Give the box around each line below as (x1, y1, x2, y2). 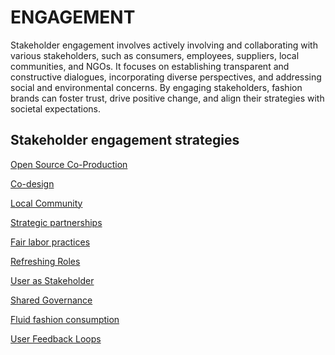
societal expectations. (10, 102, 101, 115)
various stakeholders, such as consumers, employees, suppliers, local (10, 49, 300, 61)
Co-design (10, 177, 55, 190)
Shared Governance (10, 294, 93, 306)
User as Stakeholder (10, 274, 95, 286)
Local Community (10, 197, 83, 209)
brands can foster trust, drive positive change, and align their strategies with (10, 92, 325, 104)
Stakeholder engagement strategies (10, 132, 240, 149)
